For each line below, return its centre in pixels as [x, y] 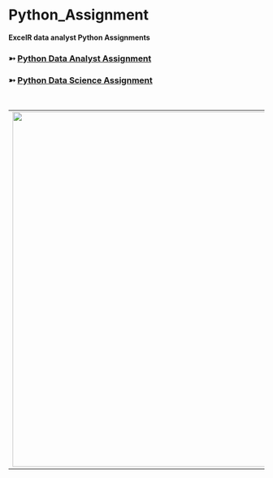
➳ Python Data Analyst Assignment [80, 58]
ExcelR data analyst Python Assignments [79, 37]
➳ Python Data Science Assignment [80, 80]
